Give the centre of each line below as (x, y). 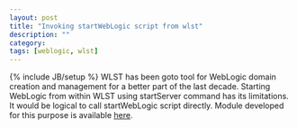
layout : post (34, 18)
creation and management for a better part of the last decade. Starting (140, 87)
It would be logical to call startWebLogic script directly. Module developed (147, 106)
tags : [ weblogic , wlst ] (54, 51)
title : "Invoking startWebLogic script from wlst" (106, 26)
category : (28, 43)
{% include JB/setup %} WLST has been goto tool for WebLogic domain (143, 77)
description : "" (40, 34)
